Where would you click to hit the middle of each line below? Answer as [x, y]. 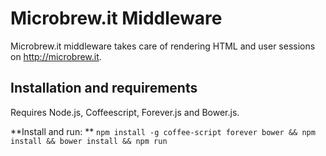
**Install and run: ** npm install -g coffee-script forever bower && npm [163, 131]
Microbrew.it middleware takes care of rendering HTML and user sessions [163, 46]
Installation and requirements [104, 88]
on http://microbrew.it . [56, 56]
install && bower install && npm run [89, 141]
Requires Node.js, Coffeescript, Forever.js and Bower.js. [125, 112]
